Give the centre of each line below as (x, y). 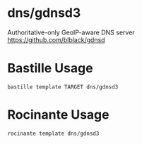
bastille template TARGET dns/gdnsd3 (63, 87)
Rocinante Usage (58, 115)
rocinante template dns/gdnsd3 (53, 133)
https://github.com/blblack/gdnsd (56, 39)
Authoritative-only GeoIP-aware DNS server (71, 32)
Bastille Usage (50, 68)
